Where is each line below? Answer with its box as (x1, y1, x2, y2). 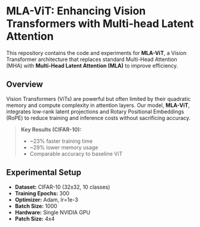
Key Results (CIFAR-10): (20, 125, 82, 133)
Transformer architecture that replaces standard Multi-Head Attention (6, 56, 177, 63)
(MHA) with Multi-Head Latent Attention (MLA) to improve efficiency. (6, 62, 179, 69)
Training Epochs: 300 (14, 189, 70, 197)
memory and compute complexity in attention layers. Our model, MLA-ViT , (6, 102, 190, 109)
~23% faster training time (29, 137, 93, 145)
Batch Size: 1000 (14, 202, 58, 210)
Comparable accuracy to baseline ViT (29, 150, 123, 157)
